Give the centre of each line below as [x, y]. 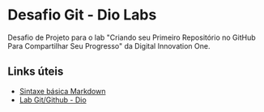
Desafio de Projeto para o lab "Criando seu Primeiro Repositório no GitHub [132, 37]
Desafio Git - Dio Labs [82, 15]
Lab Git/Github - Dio [53, 100]
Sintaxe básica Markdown [62, 91]
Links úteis [36, 72]
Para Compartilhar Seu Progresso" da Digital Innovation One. [109, 45]
